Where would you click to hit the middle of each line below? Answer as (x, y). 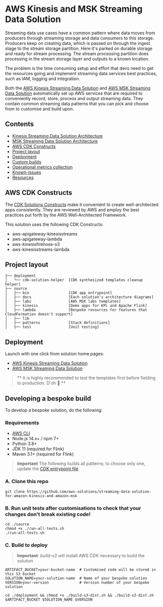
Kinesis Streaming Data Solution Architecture (57, 136)
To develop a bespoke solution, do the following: (54, 410)
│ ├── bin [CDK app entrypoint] (59, 293)
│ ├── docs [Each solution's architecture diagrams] (79, 297)
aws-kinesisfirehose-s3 (36, 244)
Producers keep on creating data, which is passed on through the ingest (78, 43)
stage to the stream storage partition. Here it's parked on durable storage (79, 48)
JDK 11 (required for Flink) (38, 449)
